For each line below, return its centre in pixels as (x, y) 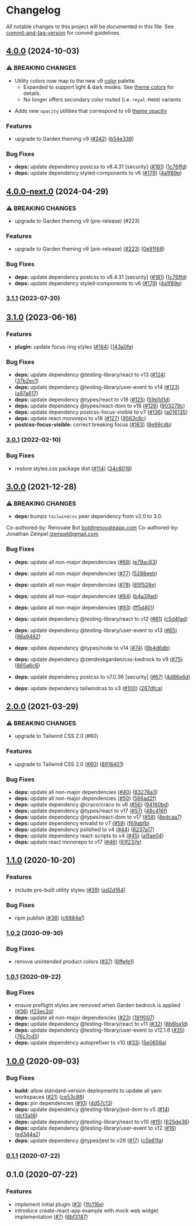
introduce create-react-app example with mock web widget (86, 1210)
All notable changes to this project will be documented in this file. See (90, 26)
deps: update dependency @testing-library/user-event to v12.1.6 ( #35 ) (100, 1030)
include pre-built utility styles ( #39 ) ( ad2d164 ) (70, 890)
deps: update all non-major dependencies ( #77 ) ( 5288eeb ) (86, 573)
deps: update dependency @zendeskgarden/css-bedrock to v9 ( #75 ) (99, 659)
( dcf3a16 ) (26, 1115)
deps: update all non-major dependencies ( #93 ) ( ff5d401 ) (85, 607)
